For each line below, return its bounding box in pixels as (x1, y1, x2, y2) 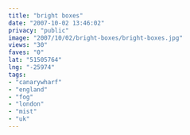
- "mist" (8, 108, 37, 116)
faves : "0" (8, 48, 45, 56)
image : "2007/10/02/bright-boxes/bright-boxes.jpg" (8, 33, 183, 42)
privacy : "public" (8, 26, 69, 34)
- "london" (8, 100, 45, 108)
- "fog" (8, 93, 34, 101)
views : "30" (8, 41, 48, 49)
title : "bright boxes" (8, 11, 83, 20)
